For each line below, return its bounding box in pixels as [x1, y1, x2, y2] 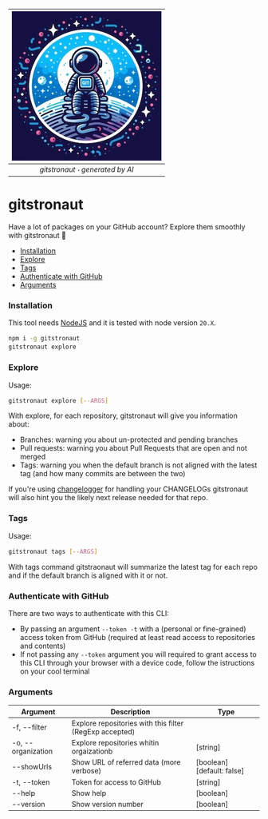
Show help [71, 788, 107, 797]
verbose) [71, 766, 102, 776]
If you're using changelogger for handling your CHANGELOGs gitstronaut [8, 484, 249, 494]
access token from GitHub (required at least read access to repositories [19, 632, 255, 642]
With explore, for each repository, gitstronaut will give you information [8, 411, 238, 420]
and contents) [19, 641, 66, 650]
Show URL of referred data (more [71, 757, 181, 767]
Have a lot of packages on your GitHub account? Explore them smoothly [8, 222, 246, 232]
